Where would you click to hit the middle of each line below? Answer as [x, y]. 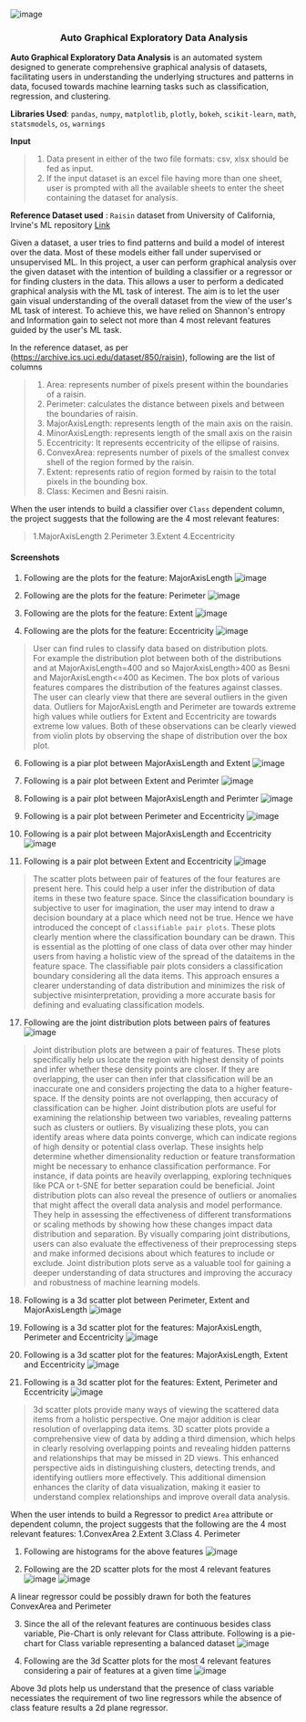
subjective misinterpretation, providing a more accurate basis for [154, 995]
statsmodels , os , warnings [58, 124]
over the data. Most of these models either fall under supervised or [136, 253]
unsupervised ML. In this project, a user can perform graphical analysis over [153, 262]
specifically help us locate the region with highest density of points [158, 1059]
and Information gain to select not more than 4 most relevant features [141, 320]
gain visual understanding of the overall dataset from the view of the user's [151, 301]
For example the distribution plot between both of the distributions [157, 658]
